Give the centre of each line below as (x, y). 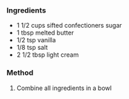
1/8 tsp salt (32, 48)
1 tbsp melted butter (45, 33)
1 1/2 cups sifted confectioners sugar (69, 26)
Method (20, 73)
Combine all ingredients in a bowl (64, 88)
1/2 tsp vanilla (36, 40)
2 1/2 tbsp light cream (48, 55)
